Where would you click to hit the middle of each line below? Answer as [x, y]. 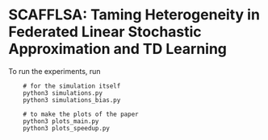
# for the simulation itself [72, 86]
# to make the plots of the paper [81, 114]
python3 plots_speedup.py [67, 128]
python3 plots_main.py [61, 121]
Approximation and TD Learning [118, 49]
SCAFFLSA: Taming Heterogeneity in [134, 15]
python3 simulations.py [63, 93]
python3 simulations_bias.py [72, 100]
